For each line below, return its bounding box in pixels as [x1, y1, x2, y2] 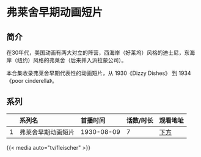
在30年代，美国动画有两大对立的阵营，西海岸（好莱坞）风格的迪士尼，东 [6, 49, 190, 56]
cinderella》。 [24, 77, 58, 84]
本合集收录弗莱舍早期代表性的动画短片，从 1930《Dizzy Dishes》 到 [6, 69, 178, 77]
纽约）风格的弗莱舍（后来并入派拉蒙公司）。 [16, 57, 127, 64]
